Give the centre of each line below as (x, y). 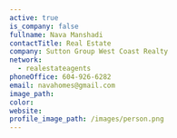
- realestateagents (54, 69)
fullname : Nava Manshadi (56, 34)
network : (26, 60)
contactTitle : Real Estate (60, 43)
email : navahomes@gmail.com (63, 85)
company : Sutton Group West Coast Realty (89, 52)
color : (22, 102)
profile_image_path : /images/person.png (87, 119)
